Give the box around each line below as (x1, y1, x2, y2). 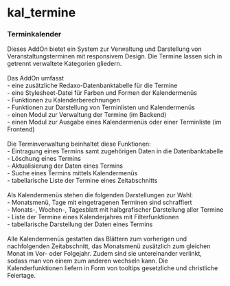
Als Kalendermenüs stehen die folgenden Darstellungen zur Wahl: (7, 191, 194, 199)
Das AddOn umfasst (7, 74, 64, 82)
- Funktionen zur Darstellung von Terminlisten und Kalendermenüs (7, 103, 196, 111)
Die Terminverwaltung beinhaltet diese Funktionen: (7, 140, 151, 148)
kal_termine (7, 5, 76, 21)
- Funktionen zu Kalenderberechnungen (7, 96, 120, 104)
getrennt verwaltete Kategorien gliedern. (7, 60, 122, 68)
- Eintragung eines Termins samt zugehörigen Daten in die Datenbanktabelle (7, 147, 224, 155)
